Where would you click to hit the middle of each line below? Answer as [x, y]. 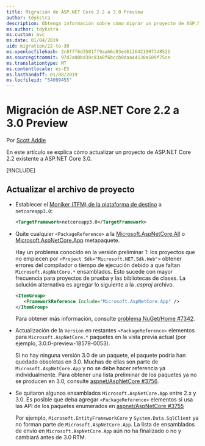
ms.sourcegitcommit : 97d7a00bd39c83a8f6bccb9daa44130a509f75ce [88, 57]
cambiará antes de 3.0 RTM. [51, 437]
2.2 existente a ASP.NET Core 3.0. [49, 159]
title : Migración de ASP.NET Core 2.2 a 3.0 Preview [75, 12]
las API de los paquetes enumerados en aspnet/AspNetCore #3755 [99, 406]
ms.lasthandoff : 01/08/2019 [42, 75]
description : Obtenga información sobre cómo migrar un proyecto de [95, 23]
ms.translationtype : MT [37, 63]
